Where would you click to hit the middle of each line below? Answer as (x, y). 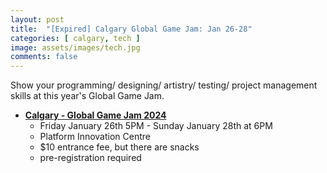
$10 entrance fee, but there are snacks (119, 147)
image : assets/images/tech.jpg (75, 47)
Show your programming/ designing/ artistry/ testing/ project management (164, 85)
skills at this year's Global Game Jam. (87, 96)
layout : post (37, 19)
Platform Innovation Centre (95, 137)
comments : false (44, 57)
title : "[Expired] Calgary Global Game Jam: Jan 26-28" (131, 29)
